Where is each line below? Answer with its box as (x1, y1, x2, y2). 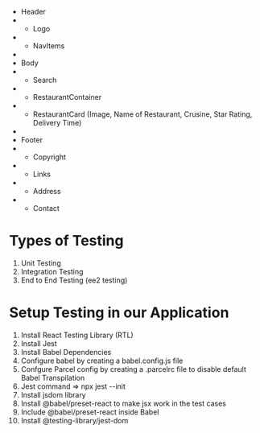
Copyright (32, 152, 67, 162)
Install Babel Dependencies (20, 347, 112, 357)
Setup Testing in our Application (9, 303, 229, 322)
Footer (20, 135, 43, 144)
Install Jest (20, 338, 57, 348)
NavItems (32, 41, 65, 51)
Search (32, 76, 57, 85)
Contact (32, 204, 60, 212)
